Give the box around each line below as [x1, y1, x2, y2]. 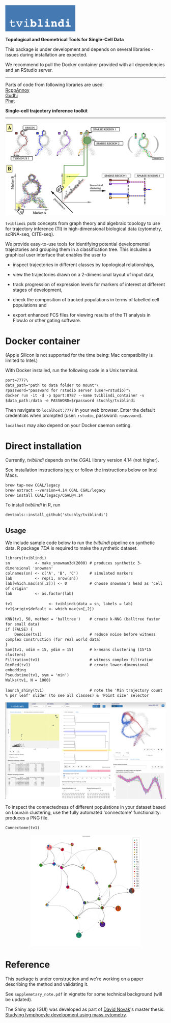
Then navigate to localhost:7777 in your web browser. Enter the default [5, 407, 155, 413]
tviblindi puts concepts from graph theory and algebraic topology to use [5, 220, 160, 226]
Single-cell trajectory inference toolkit [5, 107, 88, 113]
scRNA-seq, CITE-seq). [5, 231, 54, 237]
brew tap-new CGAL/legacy [5, 483, 60, 488]
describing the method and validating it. [5, 981, 89, 987]
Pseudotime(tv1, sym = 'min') [5, 673, 70, 678]
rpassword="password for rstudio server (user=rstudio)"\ [5, 388, 131, 393]
